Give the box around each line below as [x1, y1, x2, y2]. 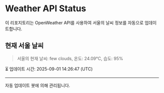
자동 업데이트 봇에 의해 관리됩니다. [5, 82, 70, 88]
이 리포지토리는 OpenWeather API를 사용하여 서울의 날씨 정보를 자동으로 [5, 20, 144, 25]
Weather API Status [5, 3, 86, 14]
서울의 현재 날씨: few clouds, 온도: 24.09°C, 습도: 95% [17, 55, 123, 61]
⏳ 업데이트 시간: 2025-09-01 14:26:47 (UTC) [5, 66, 93, 71]
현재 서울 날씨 [5, 42, 44, 50]
